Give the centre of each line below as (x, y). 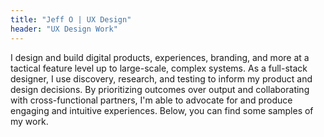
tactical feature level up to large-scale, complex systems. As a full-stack (159, 68)
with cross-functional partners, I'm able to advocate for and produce (151, 100)
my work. (29, 121)
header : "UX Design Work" (64, 29)
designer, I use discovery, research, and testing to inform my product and (161, 78)
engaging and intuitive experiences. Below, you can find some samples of (162, 110)
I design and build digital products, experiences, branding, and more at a (160, 57)
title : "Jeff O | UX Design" (71, 19)
